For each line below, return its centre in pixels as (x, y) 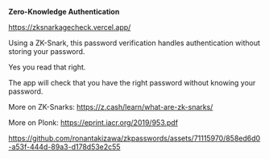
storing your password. (47, 51)
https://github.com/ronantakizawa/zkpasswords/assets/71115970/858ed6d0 (134, 138)
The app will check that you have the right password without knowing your (132, 83)
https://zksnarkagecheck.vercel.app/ (70, 27)
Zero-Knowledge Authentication (64, 12)
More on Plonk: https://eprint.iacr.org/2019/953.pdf (93, 123)
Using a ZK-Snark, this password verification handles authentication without (134, 43)
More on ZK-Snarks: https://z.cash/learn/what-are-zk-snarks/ (111, 107)
